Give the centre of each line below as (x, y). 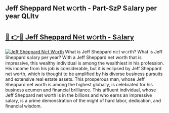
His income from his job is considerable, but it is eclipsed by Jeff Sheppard (83, 68)
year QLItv (22, 16)
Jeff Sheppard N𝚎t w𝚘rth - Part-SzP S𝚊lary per (81, 8)
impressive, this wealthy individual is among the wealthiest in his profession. (85, 63)
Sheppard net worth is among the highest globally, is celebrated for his (79, 84)
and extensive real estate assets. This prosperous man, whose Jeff (75, 79)
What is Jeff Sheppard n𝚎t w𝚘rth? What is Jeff (114, 52)
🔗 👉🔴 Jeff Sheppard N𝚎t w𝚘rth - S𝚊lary (70, 37)
